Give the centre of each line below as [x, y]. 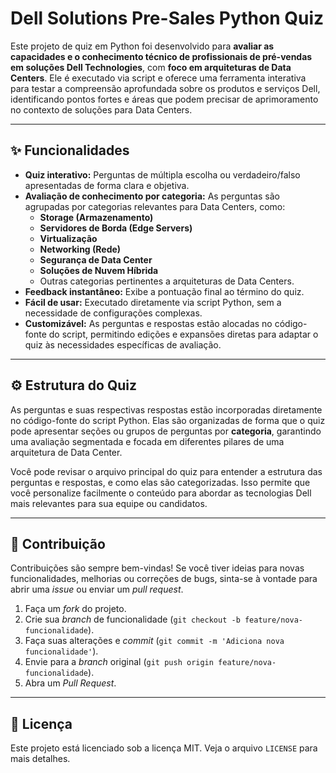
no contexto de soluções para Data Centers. [101, 109]
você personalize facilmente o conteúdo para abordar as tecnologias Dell [161, 493]
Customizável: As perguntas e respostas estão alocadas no [148, 323]
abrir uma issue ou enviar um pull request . [97, 589]
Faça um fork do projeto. [75, 609]
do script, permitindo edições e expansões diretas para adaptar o [183, 334]
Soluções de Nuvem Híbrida [99, 270]
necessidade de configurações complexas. [113, 313]
